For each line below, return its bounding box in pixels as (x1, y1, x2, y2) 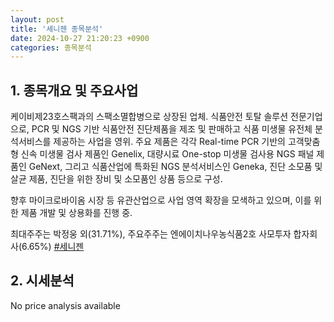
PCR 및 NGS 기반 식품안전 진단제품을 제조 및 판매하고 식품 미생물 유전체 (31, 123, 313, 135)
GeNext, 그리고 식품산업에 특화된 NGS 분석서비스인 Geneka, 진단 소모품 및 (28, 161, 323, 173)
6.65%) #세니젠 (21, 241, 85, 253)
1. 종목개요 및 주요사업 (10, 82, 139, 99)
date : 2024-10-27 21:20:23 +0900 (10, 33, 150, 43)
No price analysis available (10, 299, 121, 311)
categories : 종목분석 (10, 42, 92, 53)
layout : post (10, 14, 65, 25)
